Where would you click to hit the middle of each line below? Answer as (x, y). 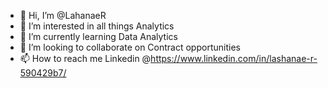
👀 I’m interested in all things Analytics (97, 26)
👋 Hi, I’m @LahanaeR (63, 15)
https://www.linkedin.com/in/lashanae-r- (234, 58)
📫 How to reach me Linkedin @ (85, 58)
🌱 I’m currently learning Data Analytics (98, 36)
